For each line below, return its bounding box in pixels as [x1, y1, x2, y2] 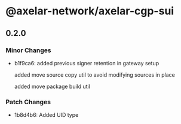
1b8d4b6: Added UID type [14, 111, 79, 119]
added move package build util [14, 83, 91, 90]
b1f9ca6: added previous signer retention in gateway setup [14, 59, 159, 66]
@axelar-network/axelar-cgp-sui [5, 4, 174, 18]
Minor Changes [5, 46, 51, 55]
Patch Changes [5, 98, 51, 106]
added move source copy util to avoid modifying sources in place [14, 71, 176, 78]
